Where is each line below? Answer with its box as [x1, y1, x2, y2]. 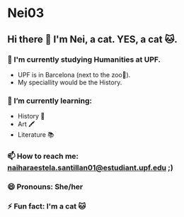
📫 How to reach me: [7, 151, 79, 161]
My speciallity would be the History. [17, 78, 122, 87]
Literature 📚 [17, 130, 54, 139]
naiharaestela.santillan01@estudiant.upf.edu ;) [7, 163, 173, 173]
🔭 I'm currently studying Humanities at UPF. [7, 55, 161, 65]
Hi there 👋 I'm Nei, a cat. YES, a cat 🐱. [7, 33, 178, 45]
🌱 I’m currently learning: [7, 96, 92, 106]
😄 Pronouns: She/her [7, 182, 84, 192]
